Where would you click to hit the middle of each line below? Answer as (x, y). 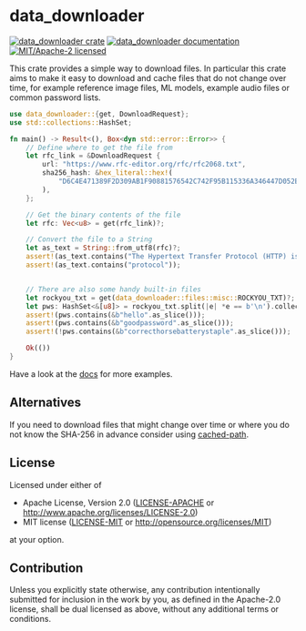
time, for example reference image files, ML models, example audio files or (149, 87)
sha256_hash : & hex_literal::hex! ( (107, 173)
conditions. (31, 619)
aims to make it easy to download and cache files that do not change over (148, 77)
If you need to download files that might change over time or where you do (149, 424)
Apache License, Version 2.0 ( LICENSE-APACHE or (118, 503)
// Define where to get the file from (99, 148)
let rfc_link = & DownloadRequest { (93, 156)
